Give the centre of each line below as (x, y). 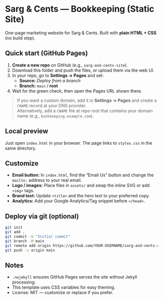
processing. (24, 282)
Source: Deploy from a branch (50, 80)
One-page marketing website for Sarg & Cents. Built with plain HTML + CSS (81, 33)
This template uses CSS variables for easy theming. (64, 287)
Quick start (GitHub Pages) (47, 53)
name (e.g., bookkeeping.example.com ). (55, 116)
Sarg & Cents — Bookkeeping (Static (80, 9)
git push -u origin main (30, 250)
